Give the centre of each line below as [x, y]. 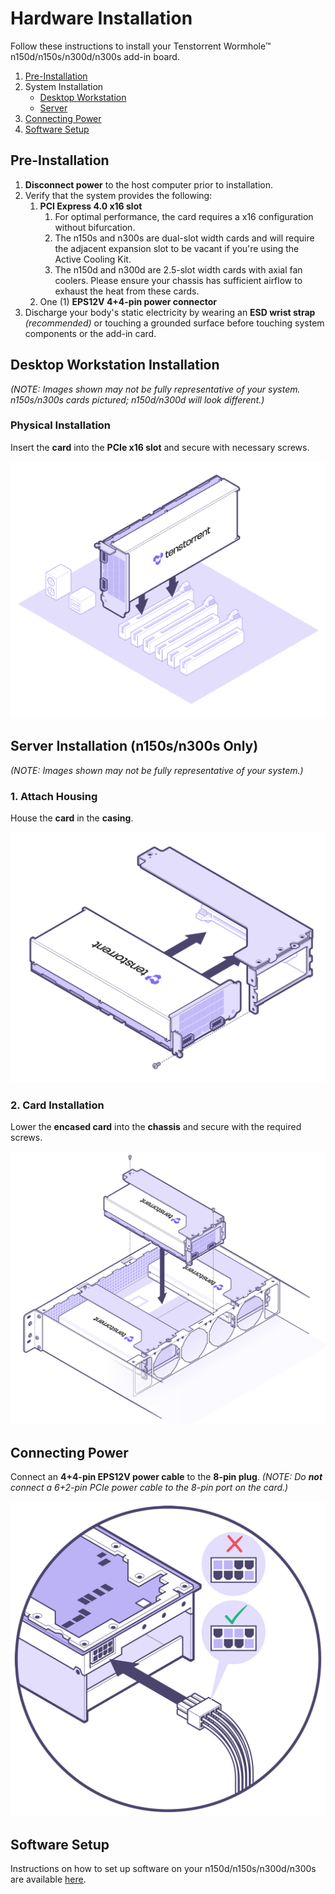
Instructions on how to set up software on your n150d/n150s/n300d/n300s [163, 1869]
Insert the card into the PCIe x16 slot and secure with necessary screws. [160, 447]
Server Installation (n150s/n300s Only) [134, 746]
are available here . [48, 1879]
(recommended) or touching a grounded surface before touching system [174, 323]
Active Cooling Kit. [93, 259]
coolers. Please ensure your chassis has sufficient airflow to [178, 280]
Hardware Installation [101, 18]
